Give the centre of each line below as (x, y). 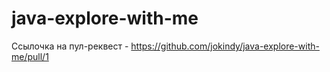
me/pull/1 (30, 56)
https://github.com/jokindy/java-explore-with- (225, 46)
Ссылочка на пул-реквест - (70, 46)
